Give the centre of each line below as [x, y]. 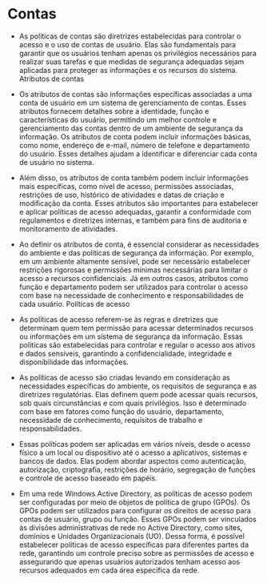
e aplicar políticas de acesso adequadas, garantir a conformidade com [135, 211]
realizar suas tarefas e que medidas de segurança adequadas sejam [132, 62]
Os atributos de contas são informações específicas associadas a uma [135, 94]
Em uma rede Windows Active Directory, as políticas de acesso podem [135, 493]
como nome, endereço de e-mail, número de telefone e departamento [134, 145]
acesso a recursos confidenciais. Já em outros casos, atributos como [133, 278]
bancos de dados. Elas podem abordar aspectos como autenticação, [132, 460]
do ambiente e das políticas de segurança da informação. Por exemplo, [136, 252]
